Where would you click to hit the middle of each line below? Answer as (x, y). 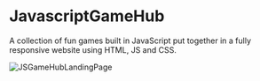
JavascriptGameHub (87, 16)
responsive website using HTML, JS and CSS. (93, 49)
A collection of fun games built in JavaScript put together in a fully (130, 40)
